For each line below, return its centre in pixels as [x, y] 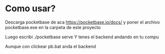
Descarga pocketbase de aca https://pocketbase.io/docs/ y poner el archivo [82, 22]
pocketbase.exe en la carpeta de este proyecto [53, 27]
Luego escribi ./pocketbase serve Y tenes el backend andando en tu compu [82, 37]
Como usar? [30, 9]
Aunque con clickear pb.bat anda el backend [50, 46]
